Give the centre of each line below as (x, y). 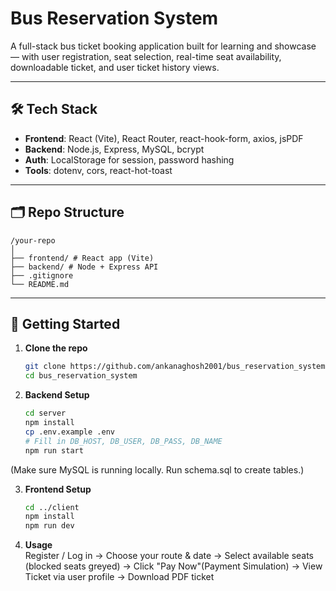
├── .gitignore (42, 275)
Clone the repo (56, 348)
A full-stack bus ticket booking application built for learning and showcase (163, 46)
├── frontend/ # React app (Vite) (82, 258)
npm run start (54, 450)
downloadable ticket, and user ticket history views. (115, 67)
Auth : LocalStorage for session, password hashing (129, 159)
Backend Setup (57, 395)
